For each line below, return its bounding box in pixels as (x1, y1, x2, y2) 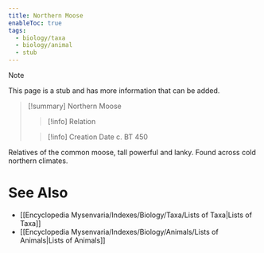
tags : (8, 26, 26, 34)
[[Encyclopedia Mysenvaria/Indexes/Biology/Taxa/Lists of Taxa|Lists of (19, 210, 253, 220)
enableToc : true (8, 19, 62, 27)
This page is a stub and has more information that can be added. (8, 86, 220, 95)
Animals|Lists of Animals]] (19, 235, 106, 245)
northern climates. (8, 156, 68, 165)
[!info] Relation (47, 117, 96, 126)
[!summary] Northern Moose (27, 101, 122, 111)
